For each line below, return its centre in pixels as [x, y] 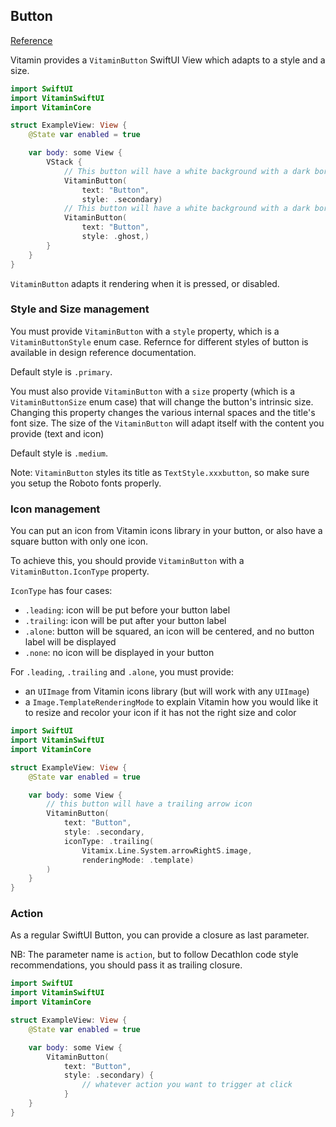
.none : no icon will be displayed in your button [119, 653]
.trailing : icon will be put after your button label [125, 621]
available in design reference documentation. [103, 352]
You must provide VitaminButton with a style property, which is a [145, 331]
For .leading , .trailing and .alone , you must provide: [122, 672]
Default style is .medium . [59, 453]
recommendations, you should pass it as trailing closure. [126, 965]
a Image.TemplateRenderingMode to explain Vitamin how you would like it [171, 702]
